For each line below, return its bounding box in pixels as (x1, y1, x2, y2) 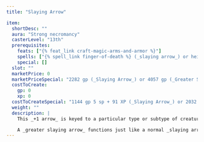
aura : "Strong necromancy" (12, 31, 80, 37)
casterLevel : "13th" (12, 37, 64, 43)
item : (6, 19, 20, 26)
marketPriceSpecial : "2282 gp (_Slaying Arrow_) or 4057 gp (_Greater (12, 76, 194, 83)
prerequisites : (12, 42, 50, 49)
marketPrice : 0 (12, 70, 50, 76)
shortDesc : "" (12, 25, 47, 32)
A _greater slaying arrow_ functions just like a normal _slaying (17, 127, 189, 133)
